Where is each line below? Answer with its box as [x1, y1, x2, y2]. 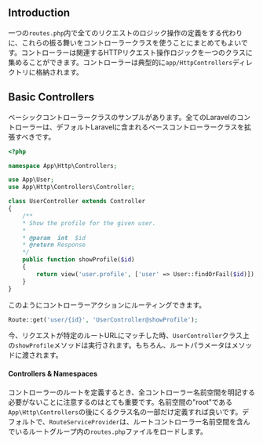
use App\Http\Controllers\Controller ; [8, 184, 135, 191]
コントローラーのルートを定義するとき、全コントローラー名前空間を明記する [8, 388, 256, 397]
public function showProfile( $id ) [22, 256, 135, 264]
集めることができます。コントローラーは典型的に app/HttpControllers [8, 57, 233, 67]
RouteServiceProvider [49, 418, 120, 426]
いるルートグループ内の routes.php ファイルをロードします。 [14, 427, 208, 436]
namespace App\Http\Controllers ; [8, 162, 118, 169]
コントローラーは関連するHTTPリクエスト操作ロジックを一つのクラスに [20, 47, 253, 57]
